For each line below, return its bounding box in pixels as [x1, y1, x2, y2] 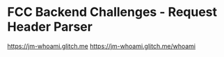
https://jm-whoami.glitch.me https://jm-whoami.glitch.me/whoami [7, 42, 196, 50]
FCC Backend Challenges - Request [7, 4, 218, 20]
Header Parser [7, 19, 93, 35]
